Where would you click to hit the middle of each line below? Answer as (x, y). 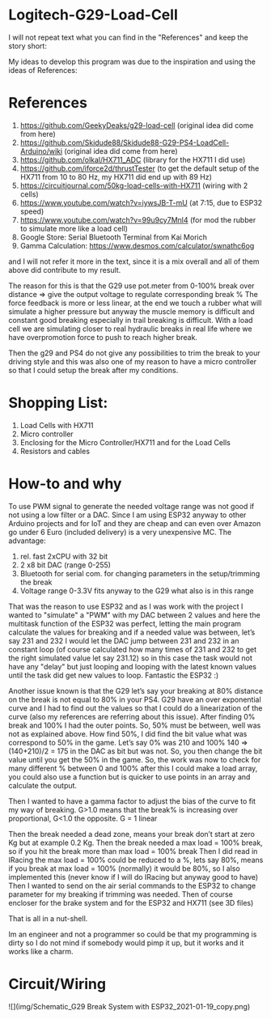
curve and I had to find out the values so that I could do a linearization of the (135, 708)
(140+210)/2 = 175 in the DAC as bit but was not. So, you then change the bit (135, 751)
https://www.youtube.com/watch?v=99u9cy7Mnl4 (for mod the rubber (138, 219)
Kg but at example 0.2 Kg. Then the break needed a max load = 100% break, (135, 843)
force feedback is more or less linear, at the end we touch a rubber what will (135, 303)
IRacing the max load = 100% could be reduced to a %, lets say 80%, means (136, 860)
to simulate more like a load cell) (74, 228)
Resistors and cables (55, 451)
